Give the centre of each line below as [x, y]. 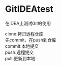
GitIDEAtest [29, 9]
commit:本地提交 [22, 46]
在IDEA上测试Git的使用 [28, 23]
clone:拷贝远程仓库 [24, 33]
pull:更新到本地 [20, 58]
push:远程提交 [19, 52]
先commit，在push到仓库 [31, 40]
